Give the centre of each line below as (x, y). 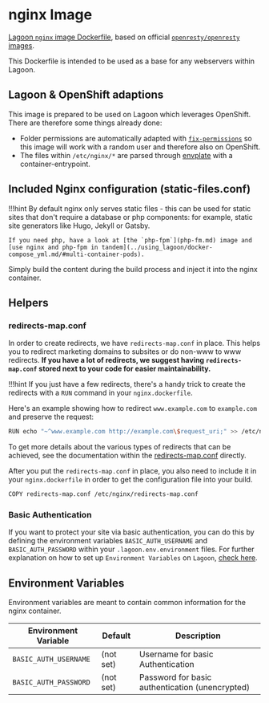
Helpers (28, 303)
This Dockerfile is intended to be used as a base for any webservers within (131, 61)
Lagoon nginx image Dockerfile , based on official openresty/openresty (124, 37)
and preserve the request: (51, 417)
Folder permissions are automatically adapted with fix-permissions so (136, 138)
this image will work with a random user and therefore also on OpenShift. (140, 147)
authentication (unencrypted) (195, 688)
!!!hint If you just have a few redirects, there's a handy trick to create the (127, 384)
